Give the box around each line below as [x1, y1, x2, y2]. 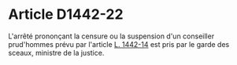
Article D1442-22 [8, 5, 124, 23]
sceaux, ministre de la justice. [8, 48, 105, 57]
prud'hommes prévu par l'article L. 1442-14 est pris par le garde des [8, 39, 230, 49]
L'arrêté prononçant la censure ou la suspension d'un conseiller [8, 31, 215, 41]
